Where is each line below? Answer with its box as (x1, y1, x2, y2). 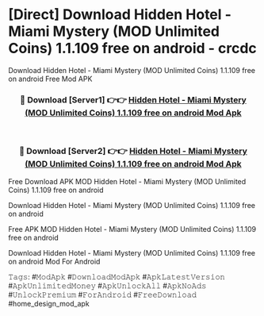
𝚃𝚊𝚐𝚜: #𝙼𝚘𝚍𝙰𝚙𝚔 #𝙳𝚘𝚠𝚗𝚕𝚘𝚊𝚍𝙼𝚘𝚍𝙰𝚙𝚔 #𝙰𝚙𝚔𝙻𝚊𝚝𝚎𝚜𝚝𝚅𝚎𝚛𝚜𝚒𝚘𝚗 (8, 272, 226, 281)
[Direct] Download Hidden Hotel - (8, 6, 232, 24)
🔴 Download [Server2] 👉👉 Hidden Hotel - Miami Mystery (18, 145, 248, 156)
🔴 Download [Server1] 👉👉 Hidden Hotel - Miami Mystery (19, 94, 247, 105)
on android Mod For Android (8, 256, 101, 266)
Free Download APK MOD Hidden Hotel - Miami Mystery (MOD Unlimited (8, 176, 247, 186)
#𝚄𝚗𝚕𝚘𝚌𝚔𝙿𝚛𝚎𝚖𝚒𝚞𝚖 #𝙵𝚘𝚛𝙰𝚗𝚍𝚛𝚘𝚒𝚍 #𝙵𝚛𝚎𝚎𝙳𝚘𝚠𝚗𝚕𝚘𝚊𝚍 (8, 290, 197, 299)
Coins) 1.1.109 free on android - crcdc (8, 40, 258, 57)
